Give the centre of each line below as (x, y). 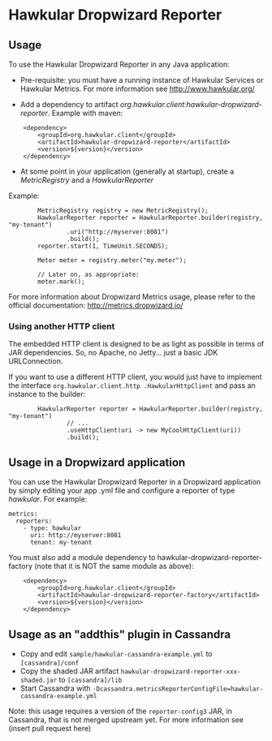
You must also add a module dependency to (82, 558)
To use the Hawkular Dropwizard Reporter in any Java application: (119, 64)
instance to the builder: (47, 394)
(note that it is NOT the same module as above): (114, 567)
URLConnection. (36, 361)
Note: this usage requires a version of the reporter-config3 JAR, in (121, 711)
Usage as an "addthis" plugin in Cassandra (120, 634)
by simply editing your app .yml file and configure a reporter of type (122, 491)
